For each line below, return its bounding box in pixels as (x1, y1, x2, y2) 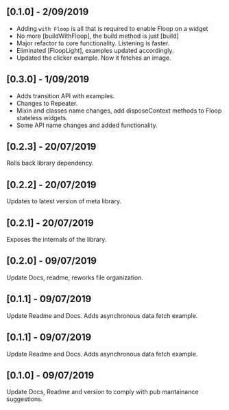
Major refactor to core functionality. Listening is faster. (16, 38, 170, 47)
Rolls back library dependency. (6, 159, 94, 168)
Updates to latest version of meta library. (6, 197, 121, 205)
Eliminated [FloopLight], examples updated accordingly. (16, 46, 174, 54)
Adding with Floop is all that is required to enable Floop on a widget (16, 24, 208, 32)
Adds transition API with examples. (16, 91, 115, 100)
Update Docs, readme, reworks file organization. (6, 273, 143, 282)
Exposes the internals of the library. (6, 236, 107, 244)
